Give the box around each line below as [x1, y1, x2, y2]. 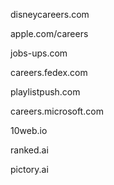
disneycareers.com [10, 9, 90, 20]
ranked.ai [10, 144, 49, 156]
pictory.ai [10, 164, 49, 175]
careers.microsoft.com [10, 105, 104, 117]
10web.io [10, 125, 48, 136]
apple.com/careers [10, 28, 89, 39]
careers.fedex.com [10, 67, 88, 78]
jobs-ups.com [10, 47, 68, 59]
